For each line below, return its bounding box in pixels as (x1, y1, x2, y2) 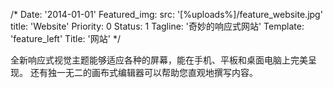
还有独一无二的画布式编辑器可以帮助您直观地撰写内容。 (29, 67, 258, 78)
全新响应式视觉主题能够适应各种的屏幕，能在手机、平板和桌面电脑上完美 (10, 54, 308, 66)
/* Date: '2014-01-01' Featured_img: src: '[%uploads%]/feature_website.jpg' (10, 9, 323, 20)
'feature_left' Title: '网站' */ (10, 33, 121, 44)
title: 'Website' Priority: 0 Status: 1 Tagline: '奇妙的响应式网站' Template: (10, 20, 305, 32)
